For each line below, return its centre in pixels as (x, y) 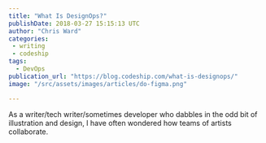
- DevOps (31, 69)
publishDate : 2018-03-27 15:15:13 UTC (74, 24)
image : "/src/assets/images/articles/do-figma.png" (98, 84)
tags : (17, 62)
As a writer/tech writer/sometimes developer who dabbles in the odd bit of (133, 114)
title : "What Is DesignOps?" (58, 16)
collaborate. (28, 132)
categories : (28, 39)
